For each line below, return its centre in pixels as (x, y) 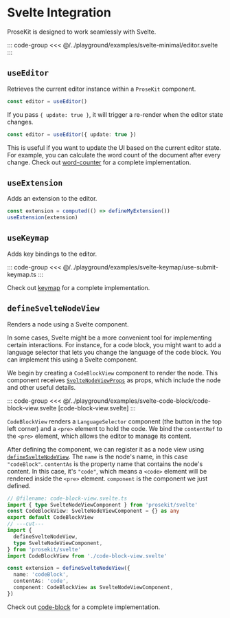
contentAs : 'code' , (41, 581)
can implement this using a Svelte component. (73, 360)
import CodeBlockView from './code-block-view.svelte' (87, 556)
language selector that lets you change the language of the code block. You (114, 352)
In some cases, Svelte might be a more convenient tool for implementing (110, 338)
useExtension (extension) (43, 218)
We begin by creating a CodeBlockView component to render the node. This (113, 373)
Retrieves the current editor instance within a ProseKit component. (102, 89)
